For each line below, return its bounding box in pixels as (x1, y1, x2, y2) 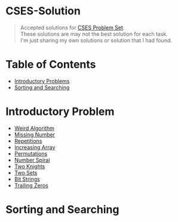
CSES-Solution (5, 4, 81, 18)
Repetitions (14, 137, 42, 144)
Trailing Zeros (14, 181, 48, 189)
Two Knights (14, 163, 45, 170)
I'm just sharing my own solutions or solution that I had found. (20, 37, 173, 44)
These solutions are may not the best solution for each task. (20, 30, 168, 37)
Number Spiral (14, 156, 50, 163)
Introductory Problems (14, 77, 70, 84)
